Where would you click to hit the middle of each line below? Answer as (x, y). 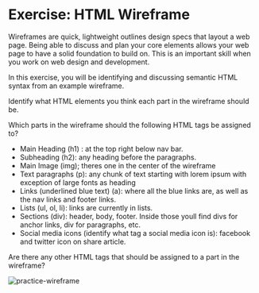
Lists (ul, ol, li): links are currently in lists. (86, 207)
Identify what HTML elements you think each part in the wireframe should (129, 101)
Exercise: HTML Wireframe (99, 15)
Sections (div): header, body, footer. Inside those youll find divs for (129, 216)
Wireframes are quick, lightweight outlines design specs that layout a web (129, 37)
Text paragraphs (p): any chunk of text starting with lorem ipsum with (133, 174)
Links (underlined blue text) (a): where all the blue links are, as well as (134, 191)
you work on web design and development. (79, 62)
